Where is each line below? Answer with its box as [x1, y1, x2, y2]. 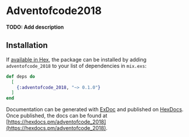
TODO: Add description [6, 23, 64, 30]
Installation [6, 40, 48, 50]
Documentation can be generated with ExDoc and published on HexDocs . [6, 106, 184, 113]
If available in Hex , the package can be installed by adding [6, 56, 147, 63]
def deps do [6, 73, 35, 80]
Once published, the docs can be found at [6, 112, 108, 119]
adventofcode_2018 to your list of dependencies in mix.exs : [6, 62, 147, 69]
